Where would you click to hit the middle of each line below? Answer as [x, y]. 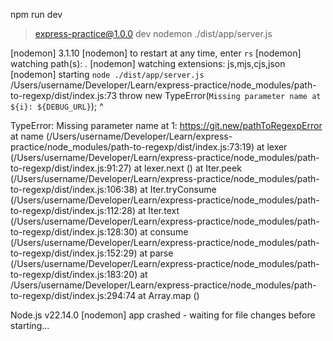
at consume [164, 232]
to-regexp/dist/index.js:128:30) [74, 232]
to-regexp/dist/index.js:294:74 [73, 295]
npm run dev [36, 14]
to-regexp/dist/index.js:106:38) [74, 189]
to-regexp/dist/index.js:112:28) [73, 210]
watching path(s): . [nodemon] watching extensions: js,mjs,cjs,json [148, 63]
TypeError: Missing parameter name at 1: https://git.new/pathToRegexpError [166, 125]
